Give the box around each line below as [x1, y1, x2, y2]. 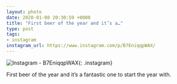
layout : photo [6, 8, 42, 15]
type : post [6, 25, 34, 32]
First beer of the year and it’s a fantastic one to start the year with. [6, 71, 172, 78]
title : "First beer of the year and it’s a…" [6, 20, 123, 26]
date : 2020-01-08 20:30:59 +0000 [6, 15, 91, 21]
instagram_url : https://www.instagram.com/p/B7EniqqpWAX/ [6, 43, 156, 49]
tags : [6, 31, 20, 37]
